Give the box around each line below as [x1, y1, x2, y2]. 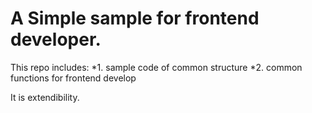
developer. [10, 28, 102, 51]
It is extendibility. [10, 91, 80, 103]
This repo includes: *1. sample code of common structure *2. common [10, 61, 303, 73]
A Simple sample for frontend [10, 7, 260, 30]
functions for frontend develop [10, 72, 137, 84]
